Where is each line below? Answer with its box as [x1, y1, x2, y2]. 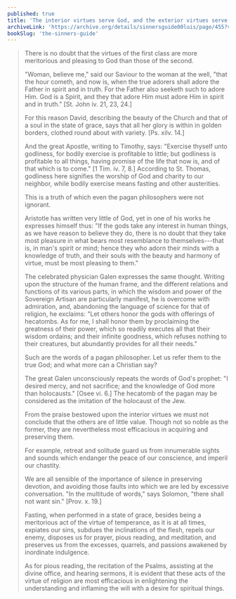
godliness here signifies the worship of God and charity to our [24, 172, 204, 180]
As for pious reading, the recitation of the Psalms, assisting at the [24, 562, 214, 570]
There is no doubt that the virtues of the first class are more [24, 49, 198, 58]
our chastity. [24, 461, 61, 470]
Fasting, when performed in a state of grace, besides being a [24, 511, 202, 520]
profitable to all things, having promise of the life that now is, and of [24, 157, 221, 166]
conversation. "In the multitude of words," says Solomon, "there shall [24, 489, 224, 499]
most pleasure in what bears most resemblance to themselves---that [24, 237, 224, 245]
